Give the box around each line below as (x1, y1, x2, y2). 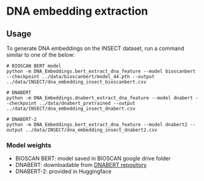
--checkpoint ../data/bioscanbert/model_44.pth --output (6, 74, 155, 80)
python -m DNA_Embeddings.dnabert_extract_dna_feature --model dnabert (6, 95, 193, 101)
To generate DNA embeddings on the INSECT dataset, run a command (6, 44, 184, 52)
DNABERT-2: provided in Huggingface (15, 168, 112, 175)
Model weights (6, 141, 52, 149)
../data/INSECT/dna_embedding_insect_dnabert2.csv (25, 127, 157, 133)
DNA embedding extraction (6, 4, 148, 18)
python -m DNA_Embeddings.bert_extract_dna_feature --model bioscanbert (6, 68, 196, 74)
